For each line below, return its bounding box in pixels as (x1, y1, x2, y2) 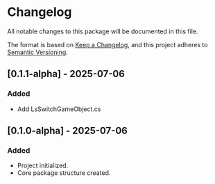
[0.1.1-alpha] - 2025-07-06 (7, 68, 125, 80)
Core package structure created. (17, 169, 111, 177)
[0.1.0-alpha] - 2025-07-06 (7, 125, 128, 137)
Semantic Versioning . (7, 48, 68, 56)
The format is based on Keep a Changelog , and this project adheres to (7, 40, 208, 49)
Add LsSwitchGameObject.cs (17, 105, 101, 113)
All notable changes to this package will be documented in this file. (7, 27, 198, 35)
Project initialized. (17, 161, 69, 170)
